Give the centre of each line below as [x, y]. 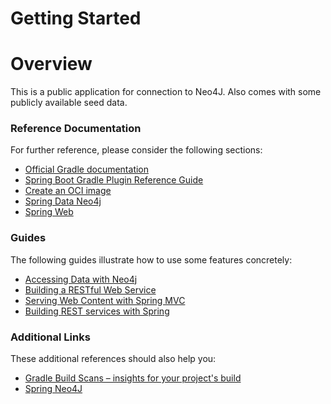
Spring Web [49, 212]
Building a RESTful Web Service [90, 289]
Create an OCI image [68, 191]
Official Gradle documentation [87, 169]
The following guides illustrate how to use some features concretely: [151, 259]
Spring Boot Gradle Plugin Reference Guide [114, 180]
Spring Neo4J [53, 389]
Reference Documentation [76, 129]
